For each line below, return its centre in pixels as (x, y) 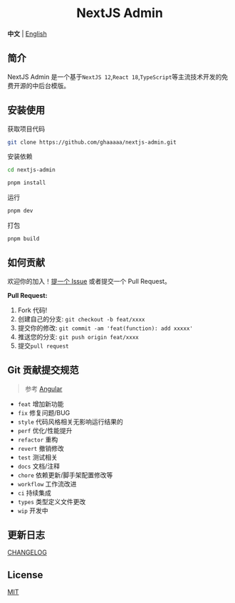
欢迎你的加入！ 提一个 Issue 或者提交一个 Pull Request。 (89, 281)
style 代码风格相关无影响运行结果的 (70, 422)
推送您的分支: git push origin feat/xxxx (78, 336)
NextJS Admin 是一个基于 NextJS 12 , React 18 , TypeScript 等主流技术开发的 (115, 77)
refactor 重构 (38, 439)
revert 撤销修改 (41, 448)
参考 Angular (43, 388)
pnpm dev (20, 211)
